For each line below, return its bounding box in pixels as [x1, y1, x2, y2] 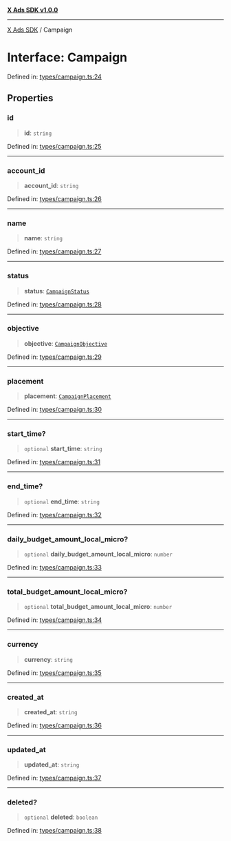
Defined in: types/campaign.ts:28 [7, 300, 102, 309]
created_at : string [23, 707, 78, 716]
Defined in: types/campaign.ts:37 [7, 774, 102, 782]
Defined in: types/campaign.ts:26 [7, 194, 102, 203]
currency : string [23, 655, 74, 663]
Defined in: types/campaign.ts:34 [7, 616, 102, 624]
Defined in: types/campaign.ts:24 [7, 72, 102, 81]
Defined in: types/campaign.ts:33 [7, 563, 102, 571]
